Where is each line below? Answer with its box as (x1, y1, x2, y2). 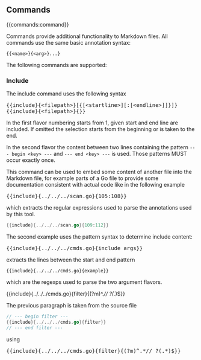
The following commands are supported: (6, 61, 107, 68)
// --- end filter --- (6, 324, 63, 331)
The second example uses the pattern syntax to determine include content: (6, 233, 193, 240)
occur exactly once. (6, 156, 55, 164)
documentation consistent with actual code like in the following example (6, 181, 185, 188)
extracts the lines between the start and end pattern (6, 256, 135, 263)
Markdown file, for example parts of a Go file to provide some (6, 175, 159, 182)
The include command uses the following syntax (6, 90, 126, 97)
